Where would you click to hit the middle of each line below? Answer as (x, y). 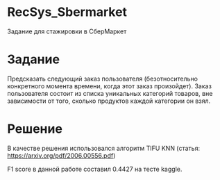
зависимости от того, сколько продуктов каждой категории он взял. (109, 101)
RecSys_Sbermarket (67, 12)
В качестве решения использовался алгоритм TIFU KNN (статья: (103, 148)
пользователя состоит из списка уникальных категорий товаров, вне (110, 93)
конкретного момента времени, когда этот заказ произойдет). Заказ (109, 86)
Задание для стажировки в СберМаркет (67, 31)
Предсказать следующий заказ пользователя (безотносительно (103, 79)
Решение (35, 129)
